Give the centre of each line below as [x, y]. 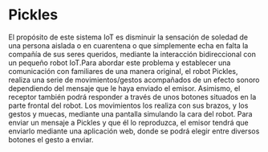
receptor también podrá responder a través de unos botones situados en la [132, 97]
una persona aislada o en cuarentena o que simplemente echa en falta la [128, 45]
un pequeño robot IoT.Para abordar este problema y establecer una [120, 63]
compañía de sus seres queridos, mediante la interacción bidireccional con [132, 54]
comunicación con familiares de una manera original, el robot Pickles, [123, 71]
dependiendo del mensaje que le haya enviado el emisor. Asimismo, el [124, 88]
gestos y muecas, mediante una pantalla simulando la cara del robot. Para [130, 113]
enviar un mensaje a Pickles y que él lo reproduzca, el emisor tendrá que [128, 122]
